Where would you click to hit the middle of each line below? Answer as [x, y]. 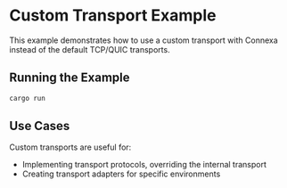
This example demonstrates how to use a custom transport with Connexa [143, 40]
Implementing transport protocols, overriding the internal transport [144, 165]
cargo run [28, 98]
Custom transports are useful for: [70, 147]
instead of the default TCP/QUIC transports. [90, 49]
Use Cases [40, 126]
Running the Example [70, 78]
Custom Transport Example [113, 16]
